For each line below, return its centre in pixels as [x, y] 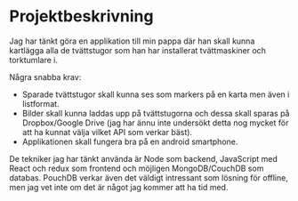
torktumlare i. [33, 60]
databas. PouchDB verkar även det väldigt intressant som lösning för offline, [149, 177]
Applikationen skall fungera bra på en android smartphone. [130, 141]
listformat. [40, 103]
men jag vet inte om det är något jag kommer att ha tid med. [119, 187]
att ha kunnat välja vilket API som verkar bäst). [107, 132]
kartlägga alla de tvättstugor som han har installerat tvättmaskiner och [138, 50]
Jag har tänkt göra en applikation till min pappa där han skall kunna [132, 41]
